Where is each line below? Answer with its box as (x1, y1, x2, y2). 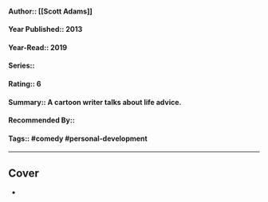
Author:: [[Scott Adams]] (8, 6, 93, 16)
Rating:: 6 (8, 79, 41, 88)
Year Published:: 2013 (8, 25, 83, 34)
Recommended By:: (8, 115, 76, 125)
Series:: (8, 60, 35, 71)
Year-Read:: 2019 (8, 42, 68, 52)
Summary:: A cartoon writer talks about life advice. (8, 97, 182, 107)
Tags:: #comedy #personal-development (8, 134, 148, 143)
